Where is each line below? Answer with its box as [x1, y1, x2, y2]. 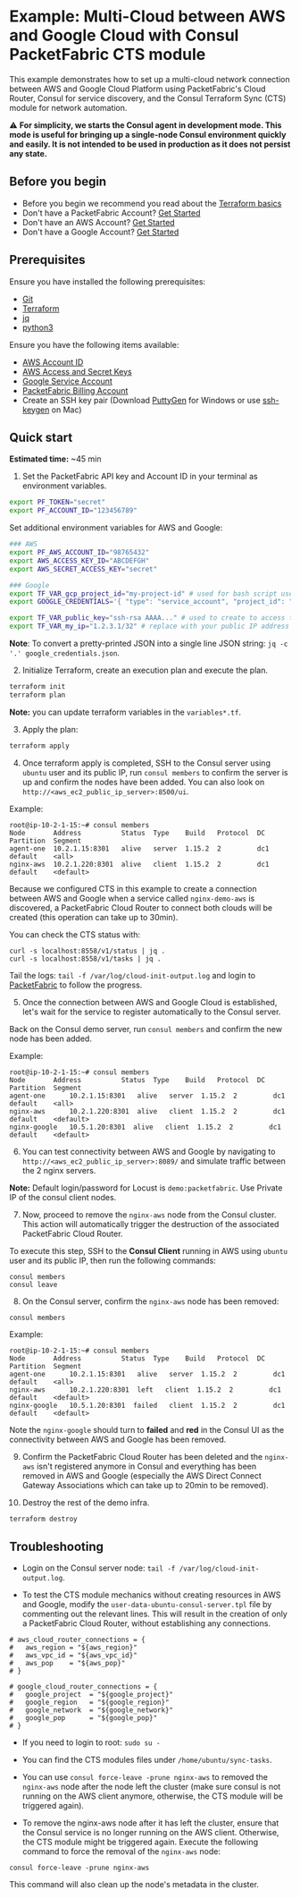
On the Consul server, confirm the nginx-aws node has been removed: [21, 1295, 279, 1307]
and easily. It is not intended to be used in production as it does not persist [9, 139, 291, 149]
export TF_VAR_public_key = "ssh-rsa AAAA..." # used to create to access [9, 614, 286, 623]
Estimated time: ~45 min [9, 453, 102, 464]
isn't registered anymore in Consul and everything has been [37, 1461, 257, 1471]
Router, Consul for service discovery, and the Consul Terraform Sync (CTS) [9, 92, 287, 104]
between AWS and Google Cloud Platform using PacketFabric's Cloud [9, 83, 266, 94]
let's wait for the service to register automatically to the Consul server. [21, 1006, 281, 1017]
